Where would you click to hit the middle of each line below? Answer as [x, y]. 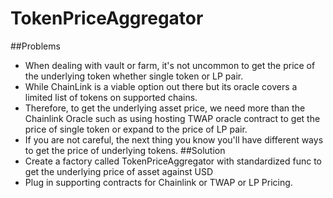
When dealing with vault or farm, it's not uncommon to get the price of [170, 65]
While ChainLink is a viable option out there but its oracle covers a [161, 86]
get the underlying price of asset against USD [118, 171]
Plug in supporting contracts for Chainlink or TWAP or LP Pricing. [158, 182]
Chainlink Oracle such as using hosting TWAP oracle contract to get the [172, 118]
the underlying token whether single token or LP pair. [134, 76]
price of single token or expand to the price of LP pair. [136, 129]
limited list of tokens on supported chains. [111, 97]
